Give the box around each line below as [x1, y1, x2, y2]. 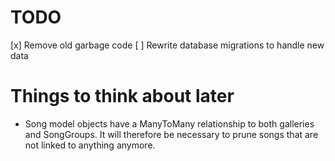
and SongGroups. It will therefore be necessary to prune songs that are [24, 128, 319, 140]
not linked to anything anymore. [24, 139, 156, 151]
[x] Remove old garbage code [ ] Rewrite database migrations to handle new [10, 39, 325, 51]
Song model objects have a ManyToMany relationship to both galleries [24, 117, 315, 130]
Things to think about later [10, 85, 235, 108]
